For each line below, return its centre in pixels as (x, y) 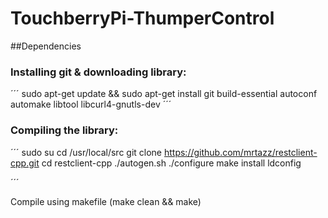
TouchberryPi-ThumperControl (142, 18)
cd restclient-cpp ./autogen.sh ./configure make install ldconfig (171, 163)
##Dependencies (46, 46)
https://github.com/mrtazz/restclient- (240, 152)
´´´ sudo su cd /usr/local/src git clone (86, 152)
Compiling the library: (64, 130)
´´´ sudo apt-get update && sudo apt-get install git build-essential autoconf (164, 94)
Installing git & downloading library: (98, 72)
